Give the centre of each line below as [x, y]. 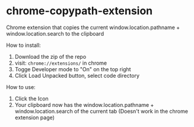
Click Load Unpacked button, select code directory [77, 75]
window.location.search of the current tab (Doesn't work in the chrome [101, 111]
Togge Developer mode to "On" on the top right [73, 69]
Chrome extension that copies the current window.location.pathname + [93, 27]
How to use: [21, 87]
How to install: [24, 45]
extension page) [35, 118]
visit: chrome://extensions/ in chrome [61, 63]
